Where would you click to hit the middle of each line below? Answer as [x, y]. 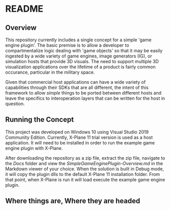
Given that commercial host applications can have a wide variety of [76, 82]
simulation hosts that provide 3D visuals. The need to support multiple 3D [82, 61]
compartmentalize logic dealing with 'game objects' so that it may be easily [84, 51]
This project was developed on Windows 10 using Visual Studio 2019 [77, 132]
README [24, 9]
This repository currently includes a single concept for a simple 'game [78, 40]
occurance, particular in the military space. [50, 72]
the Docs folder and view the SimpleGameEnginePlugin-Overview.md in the [84, 163]
